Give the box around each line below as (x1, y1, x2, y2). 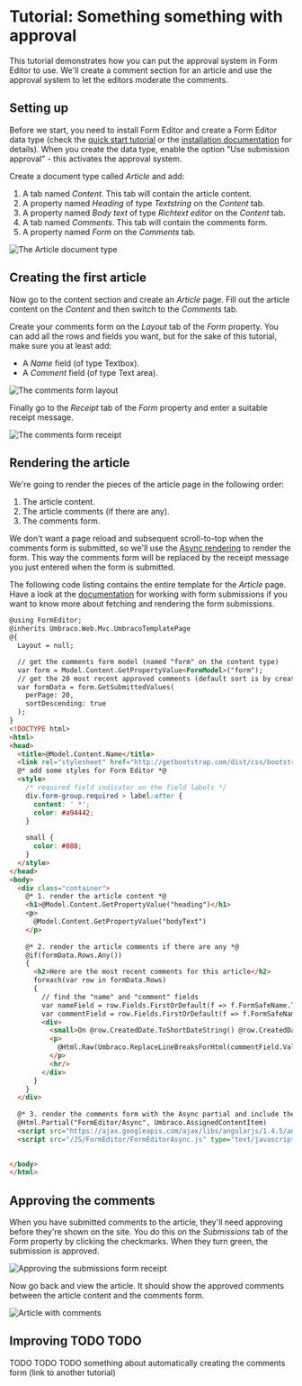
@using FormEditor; (9, 615, 83, 625)
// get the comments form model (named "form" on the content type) (17, 657, 280, 666)
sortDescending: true (25, 699, 106, 708)
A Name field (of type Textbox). (22, 358, 140, 369)
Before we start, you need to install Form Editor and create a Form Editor (9, 124, 277, 135)
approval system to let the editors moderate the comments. (9, 74, 229, 85)
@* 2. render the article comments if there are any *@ (25, 942, 240, 952)
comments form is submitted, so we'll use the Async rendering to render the (9, 543, 292, 553)
